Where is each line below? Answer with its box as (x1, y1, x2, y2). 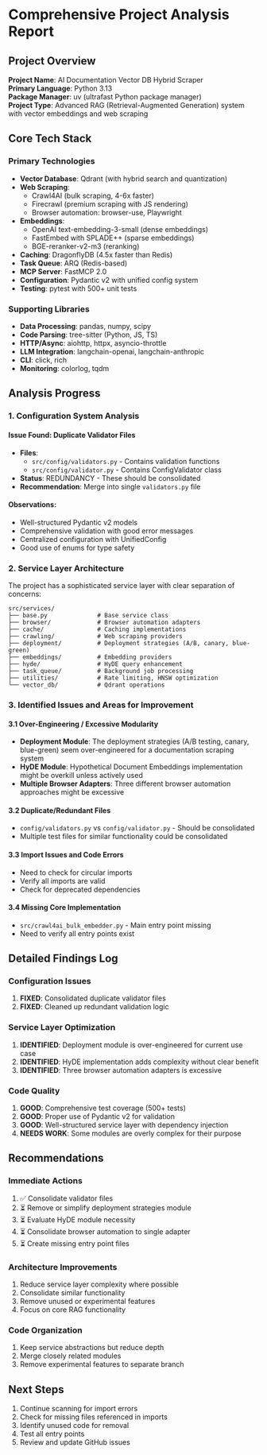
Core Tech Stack (8, 132, 92, 145)
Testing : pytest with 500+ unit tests (19, 284, 137, 293)
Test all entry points (19, 1429, 85, 1439)
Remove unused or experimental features (19, 1297, 156, 1306)
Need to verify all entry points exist (19, 928, 135, 938)
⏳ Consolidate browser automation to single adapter (19, 1226, 191, 1236)
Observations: (8, 500, 57, 509)
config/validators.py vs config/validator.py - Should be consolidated (19, 823, 255, 833)
